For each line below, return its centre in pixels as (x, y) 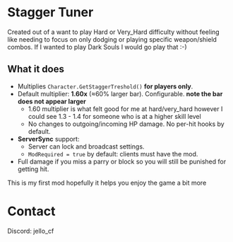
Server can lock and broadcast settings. (86, 146)
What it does (36, 69)
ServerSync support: (48, 139)
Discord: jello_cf (31, 231)
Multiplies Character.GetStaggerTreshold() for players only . (105, 86)
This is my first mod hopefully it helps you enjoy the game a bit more (107, 183)
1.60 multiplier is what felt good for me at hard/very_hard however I (125, 109)
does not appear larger (52, 101)
